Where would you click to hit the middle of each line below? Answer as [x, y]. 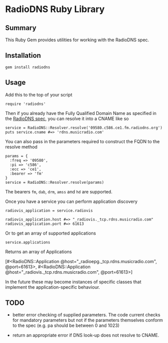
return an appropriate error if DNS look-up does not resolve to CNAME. [86, 335]
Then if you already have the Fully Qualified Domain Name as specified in [81, 113]
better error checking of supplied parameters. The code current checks [86, 315]
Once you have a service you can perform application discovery [71, 201]
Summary [21, 28]
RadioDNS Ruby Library [55, 9]
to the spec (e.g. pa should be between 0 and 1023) [66, 325]
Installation [23, 55]
